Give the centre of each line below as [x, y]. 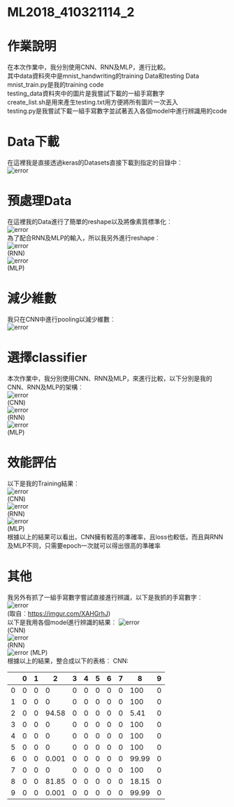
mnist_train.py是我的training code [56, 85]
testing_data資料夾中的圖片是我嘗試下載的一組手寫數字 [86, 94]
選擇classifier [47, 358]
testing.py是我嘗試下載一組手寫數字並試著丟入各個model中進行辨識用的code [117, 111]
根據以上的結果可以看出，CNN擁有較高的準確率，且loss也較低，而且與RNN [115, 537]
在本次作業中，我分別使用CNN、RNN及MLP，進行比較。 [88, 67]
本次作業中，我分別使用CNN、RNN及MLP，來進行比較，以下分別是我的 [110, 378]
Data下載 [34, 142]
